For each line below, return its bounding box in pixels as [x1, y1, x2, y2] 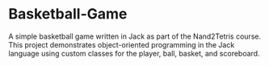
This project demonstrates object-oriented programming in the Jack [8, 39, 235, 49]
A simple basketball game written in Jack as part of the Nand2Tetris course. [8, 31, 261, 41]
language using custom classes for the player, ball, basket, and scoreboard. [8, 48, 260, 58]
